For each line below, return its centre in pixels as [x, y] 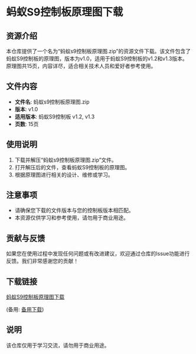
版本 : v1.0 [26, 109]
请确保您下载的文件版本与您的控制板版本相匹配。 [74, 210]
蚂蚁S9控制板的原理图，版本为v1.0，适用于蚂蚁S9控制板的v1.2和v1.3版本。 [97, 59]
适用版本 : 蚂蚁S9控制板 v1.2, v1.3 [55, 117]
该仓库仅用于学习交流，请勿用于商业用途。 [58, 345]
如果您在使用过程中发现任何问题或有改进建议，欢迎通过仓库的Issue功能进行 [98, 254]
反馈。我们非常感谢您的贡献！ [42, 261]
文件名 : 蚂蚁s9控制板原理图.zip [52, 102]
